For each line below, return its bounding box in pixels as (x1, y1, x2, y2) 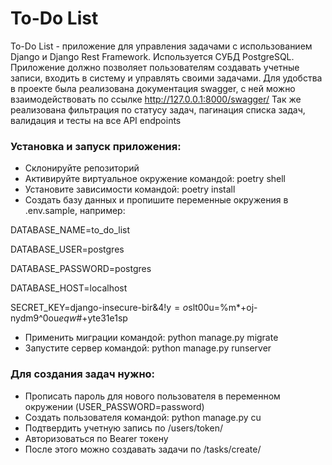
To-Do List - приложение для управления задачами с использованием (10, 40, 313, 52)
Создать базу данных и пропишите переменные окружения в (24, 194, 289, 206)
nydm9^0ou (10, 312, 60, 324)
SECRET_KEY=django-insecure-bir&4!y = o (10, 302, 189, 314)
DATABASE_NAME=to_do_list (10, 224, 131, 236)
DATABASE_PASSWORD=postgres (10, 263, 152, 275)
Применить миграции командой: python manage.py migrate (24, 332, 279, 344)
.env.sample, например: (24, 205, 126, 217)
